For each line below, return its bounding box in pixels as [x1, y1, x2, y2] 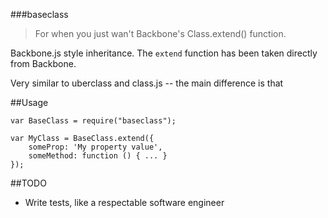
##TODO [10, 177, 47, 189]
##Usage [10, 97, 49, 108]
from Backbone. [10, 58, 77, 69]
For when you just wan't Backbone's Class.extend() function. [34, 28, 287, 39]
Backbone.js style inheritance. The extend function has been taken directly [10, 47, 318, 59]
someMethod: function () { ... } [28, 151, 168, 161]
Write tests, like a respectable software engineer [24, 197, 225, 208]
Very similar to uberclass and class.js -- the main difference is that [10, 77, 284, 89]
